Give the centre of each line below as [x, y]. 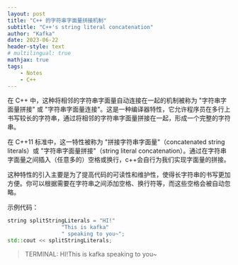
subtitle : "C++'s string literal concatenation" [80, 27]
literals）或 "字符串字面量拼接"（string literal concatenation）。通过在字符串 [117, 151]
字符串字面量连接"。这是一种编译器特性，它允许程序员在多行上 [139, 110]
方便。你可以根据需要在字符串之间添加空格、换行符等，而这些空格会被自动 [116, 184]
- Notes [31, 73]
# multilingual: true [39, 54]
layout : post [27, 14]
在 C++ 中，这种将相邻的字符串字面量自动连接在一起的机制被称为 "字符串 [114, 100]
